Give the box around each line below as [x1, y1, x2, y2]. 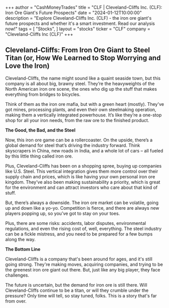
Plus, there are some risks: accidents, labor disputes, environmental [5, 220, 146, 226]
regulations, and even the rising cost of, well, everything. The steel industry [5, 225, 162, 232]
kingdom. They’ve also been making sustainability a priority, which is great [5, 179, 160, 185]
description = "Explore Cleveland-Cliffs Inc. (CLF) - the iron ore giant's [5, 15, 152, 21]
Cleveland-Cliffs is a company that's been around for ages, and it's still [5, 256, 153, 262]
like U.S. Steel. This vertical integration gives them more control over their [5, 168, 158, 174]
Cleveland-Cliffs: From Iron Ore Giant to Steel [5, 46, 150, 55]
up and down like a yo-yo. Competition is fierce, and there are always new [5, 205, 160, 211]
